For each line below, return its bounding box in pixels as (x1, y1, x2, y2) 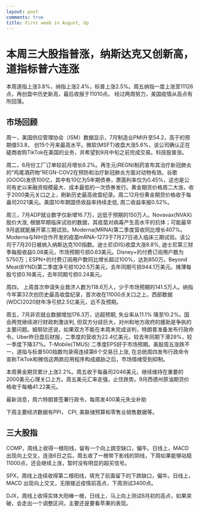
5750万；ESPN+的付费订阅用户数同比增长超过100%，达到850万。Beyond (6, 256, 187, 263)
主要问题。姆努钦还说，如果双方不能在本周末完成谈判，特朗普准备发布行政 (6, 326, 189, 333)
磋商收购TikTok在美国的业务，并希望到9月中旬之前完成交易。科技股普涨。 (6, 149, 187, 156)
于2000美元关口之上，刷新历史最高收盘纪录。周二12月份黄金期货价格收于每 (6, 191, 192, 198)
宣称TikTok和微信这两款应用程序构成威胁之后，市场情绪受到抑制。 (6, 355, 168, 363)
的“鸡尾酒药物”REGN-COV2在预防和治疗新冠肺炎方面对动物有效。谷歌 (6, 169, 177, 176)
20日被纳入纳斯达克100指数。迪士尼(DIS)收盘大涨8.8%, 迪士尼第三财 (24, 241, 193, 248)
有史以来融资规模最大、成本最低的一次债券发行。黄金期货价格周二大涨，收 (11, 184, 194, 191)
